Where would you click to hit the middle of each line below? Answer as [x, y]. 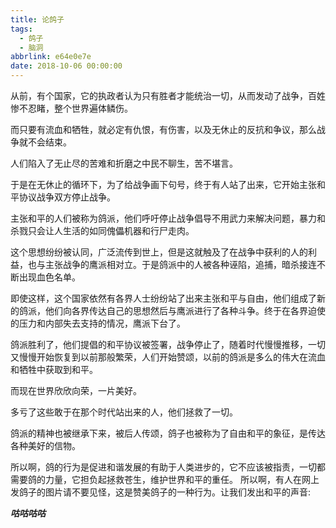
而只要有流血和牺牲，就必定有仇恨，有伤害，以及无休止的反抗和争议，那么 [163, 129]
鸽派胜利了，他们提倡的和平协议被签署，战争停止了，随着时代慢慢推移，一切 [168, 344]
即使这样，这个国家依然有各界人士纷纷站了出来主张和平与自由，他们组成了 [163, 298]
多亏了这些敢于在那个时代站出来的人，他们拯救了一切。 [124, 412]
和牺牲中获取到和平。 [54, 369]
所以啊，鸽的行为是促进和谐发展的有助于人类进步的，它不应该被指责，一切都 [168, 467]
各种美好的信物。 [45, 445]
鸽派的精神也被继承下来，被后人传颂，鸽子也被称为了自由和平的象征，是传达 [168, 433]
